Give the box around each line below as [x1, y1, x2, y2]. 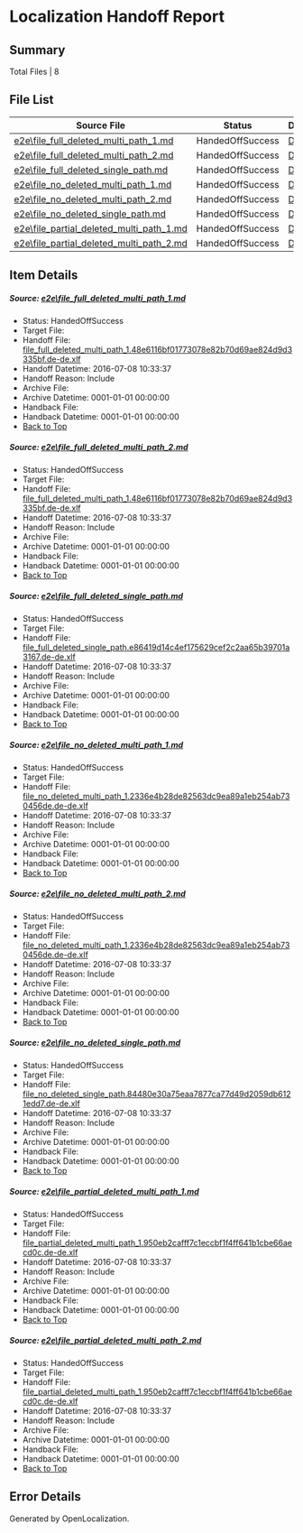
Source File [76, 119, 126, 132]
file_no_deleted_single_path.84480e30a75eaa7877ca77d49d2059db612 [22, 1089, 291, 1100]
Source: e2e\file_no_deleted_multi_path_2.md [9, 888, 187, 899]
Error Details [9, 1489, 81, 1504]
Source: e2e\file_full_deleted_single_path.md [9, 590, 183, 601]
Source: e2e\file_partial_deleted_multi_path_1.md [9, 1186, 200, 1196]
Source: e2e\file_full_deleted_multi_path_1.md [9, 292, 187, 303]
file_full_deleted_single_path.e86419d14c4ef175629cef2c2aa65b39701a [22, 642, 290, 653]
